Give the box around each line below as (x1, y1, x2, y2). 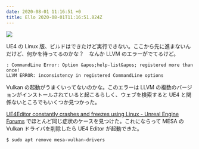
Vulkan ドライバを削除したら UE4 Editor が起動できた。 (6, 125, 142, 132)
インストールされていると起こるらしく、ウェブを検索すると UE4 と (21, 91, 186, 98)
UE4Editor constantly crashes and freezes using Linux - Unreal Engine (6, 110, 179, 117)
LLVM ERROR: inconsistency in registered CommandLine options (6, 72, 164, 78)
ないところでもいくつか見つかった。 (11, 98, 100, 105)
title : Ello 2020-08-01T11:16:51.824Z (6, 14, 102, 20)
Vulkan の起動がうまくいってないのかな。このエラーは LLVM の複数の (6, 83, 177, 91)
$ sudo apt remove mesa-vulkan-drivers (6, 136, 105, 143)
